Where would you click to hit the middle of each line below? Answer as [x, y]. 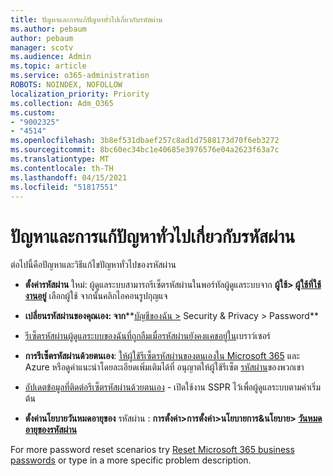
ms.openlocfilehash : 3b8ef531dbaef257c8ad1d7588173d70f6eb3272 [145, 141]
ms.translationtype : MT [60, 159]
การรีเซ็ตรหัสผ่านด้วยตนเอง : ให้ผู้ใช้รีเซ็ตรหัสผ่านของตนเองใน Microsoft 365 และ [162, 356]
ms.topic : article [48, 66]
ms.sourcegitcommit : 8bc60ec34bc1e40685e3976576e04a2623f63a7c [145, 150]
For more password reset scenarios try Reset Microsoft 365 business [152, 450]
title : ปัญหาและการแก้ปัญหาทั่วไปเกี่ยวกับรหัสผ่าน [86, 19]
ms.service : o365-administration [80, 76]
